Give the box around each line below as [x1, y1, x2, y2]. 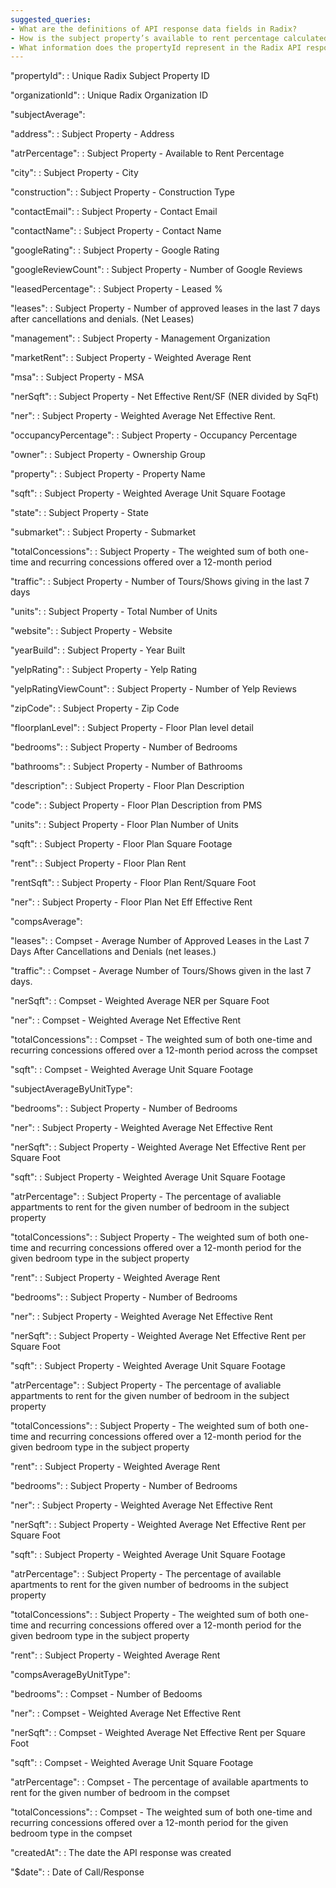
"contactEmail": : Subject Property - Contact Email [10, 206, 218, 218]
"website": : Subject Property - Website [10, 625, 173, 637]
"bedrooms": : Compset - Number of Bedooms [10, 1688, 203, 1700]
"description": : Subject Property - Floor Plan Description [10, 780, 245, 792]
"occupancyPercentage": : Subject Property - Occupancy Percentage [10, 429, 298, 441]
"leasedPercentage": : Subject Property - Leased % [10, 283, 223, 295]
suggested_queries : [10, 14, 92, 25]
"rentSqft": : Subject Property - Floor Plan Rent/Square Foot [10, 877, 257, 889]
